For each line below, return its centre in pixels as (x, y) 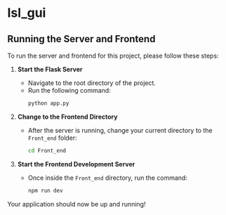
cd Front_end (47, 150)
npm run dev (45, 190)
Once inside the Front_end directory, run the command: (108, 178)
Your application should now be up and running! (77, 204)
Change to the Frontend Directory (67, 117)
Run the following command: (69, 90)
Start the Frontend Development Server (76, 164)
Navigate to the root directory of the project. (92, 83)
